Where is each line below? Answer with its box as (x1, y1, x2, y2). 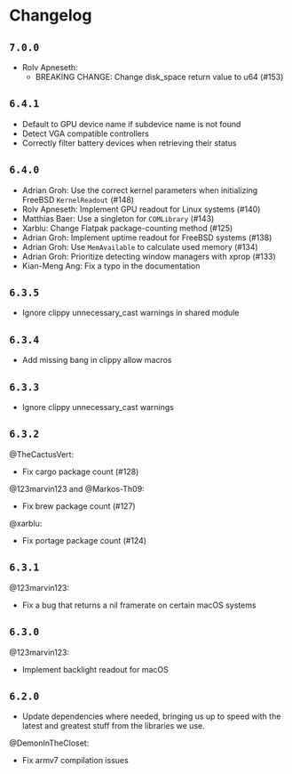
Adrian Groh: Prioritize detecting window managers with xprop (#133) (21, 251, 277, 262)
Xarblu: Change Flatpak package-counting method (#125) (21, 222, 233, 233)
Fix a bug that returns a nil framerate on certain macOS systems (21, 600, 256, 610)
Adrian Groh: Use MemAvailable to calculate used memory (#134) (21, 241, 259, 252)
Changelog (9, 5, 92, 26)
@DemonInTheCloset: (9, 738, 90, 748)
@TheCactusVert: (9, 448, 74, 459)
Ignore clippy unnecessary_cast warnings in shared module (21, 308, 240, 318)
